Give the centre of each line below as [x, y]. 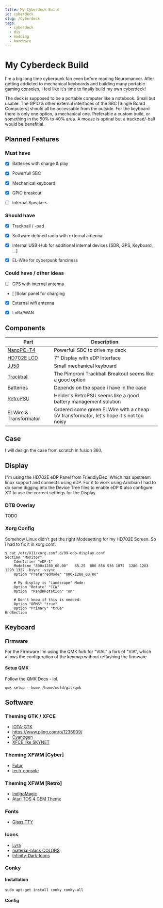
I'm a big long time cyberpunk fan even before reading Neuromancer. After [80, 79]
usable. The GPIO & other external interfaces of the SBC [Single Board [75, 103]
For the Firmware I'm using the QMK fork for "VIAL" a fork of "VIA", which [78, 652]
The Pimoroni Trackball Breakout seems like [104, 373]
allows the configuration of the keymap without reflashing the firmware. [76, 657]
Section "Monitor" [24, 557]
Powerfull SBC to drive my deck [90, 350]
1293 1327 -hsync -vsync [30, 570]
